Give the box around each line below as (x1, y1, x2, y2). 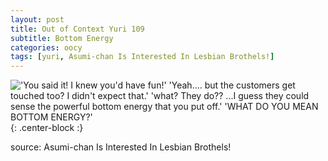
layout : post (10, 14, 65, 25)
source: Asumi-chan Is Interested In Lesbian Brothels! (10, 141, 232, 153)
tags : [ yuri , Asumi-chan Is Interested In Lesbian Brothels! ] (10, 52, 275, 62)
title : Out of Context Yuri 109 (10, 24, 145, 34)
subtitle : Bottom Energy (10, 33, 114, 43)
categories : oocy (10, 42, 83, 53)
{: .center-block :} (10, 122, 84, 134)
